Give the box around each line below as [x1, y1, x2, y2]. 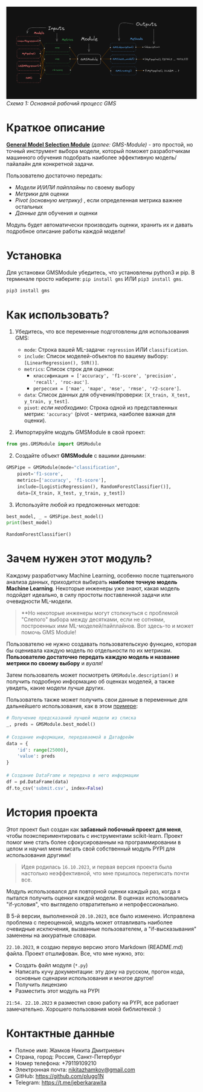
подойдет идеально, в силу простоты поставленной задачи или [6, 591, 171, 599]
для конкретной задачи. [32, 160, 95, 167]
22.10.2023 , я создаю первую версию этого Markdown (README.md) [6, 943, 183, 950]
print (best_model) [6, 520, 53, 526]
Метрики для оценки [14, 190, 69, 197]
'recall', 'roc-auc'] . [33, 378, 89, 386]
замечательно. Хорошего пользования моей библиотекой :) [6, 1005, 161, 1013]
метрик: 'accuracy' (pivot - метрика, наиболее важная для [24, 410, 176, 418]
